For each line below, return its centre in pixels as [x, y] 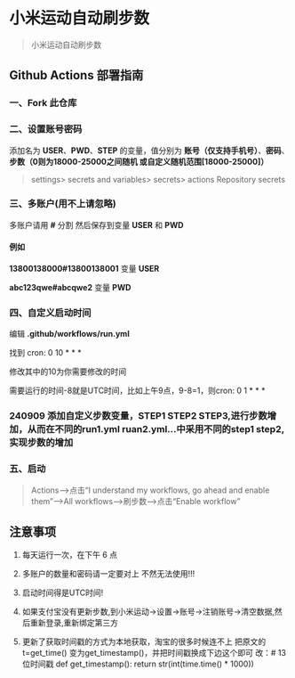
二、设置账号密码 [46, 129]
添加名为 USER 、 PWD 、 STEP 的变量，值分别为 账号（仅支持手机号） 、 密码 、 [149, 150]
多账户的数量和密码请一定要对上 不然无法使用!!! [108, 574]
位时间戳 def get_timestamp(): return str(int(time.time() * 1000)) [138, 664]
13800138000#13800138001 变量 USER [84, 269]
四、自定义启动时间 [50, 313]
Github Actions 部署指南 [76, 75]
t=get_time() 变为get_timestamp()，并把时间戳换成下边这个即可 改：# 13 [154, 653]
